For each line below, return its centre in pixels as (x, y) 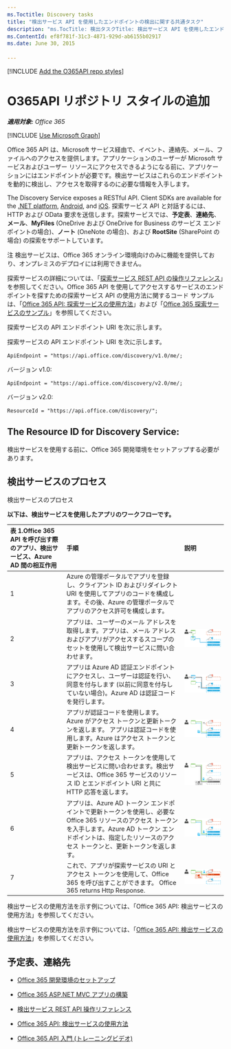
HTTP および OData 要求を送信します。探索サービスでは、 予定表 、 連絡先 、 (114, 214)
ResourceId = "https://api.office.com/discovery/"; (82, 411)
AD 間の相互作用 (33, 565)
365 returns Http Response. (106, 890)
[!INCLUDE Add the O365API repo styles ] (66, 71)
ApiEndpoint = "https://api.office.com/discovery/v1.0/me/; (95, 356)
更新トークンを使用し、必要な (133, 812)
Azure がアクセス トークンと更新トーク (121, 721)
